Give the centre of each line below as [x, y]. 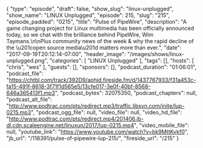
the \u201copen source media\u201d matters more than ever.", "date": [94, 48]
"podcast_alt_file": [29, 99]
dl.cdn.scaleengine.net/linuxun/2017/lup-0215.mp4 [70, 125]
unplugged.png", [27, 61]
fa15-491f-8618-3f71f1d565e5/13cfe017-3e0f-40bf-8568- [79, 86]
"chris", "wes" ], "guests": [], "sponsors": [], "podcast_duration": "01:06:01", [101, 67]
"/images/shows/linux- [156, 54]
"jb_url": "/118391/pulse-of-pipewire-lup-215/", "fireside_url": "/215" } [93, 138]
